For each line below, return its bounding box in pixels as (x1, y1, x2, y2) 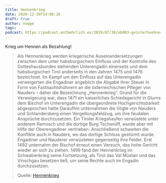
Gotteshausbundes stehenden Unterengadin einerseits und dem (17, 63, 148, 69)
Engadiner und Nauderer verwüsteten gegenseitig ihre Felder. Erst (17, 137, 152, 143)
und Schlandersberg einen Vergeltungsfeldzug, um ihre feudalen (17, 111, 149, 116)
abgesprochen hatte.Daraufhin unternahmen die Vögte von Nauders (17, 105, 156, 111)
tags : (5, 26, 16, 30)
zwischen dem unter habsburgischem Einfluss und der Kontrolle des (17, 59, 157, 64)
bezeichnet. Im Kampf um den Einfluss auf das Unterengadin (17, 74, 141, 80)
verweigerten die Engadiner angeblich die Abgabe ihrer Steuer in (17, 79, 150, 85)
